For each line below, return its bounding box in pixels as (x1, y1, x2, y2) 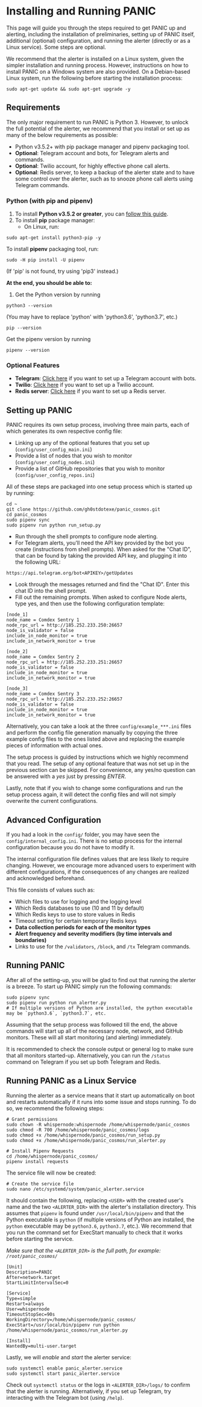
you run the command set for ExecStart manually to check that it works (6, 1228, 183, 1236)
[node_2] (6, 649, 28, 655)
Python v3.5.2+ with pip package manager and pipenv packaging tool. (14, 143, 190, 150)
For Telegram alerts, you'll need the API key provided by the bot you (14, 539, 185, 547)
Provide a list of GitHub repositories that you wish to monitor (14, 465, 165, 472)
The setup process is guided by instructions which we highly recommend (6, 753, 189, 761)
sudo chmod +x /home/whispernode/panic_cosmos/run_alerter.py (6, 1137, 166, 1143)
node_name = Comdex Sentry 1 (6, 617, 80, 623)
